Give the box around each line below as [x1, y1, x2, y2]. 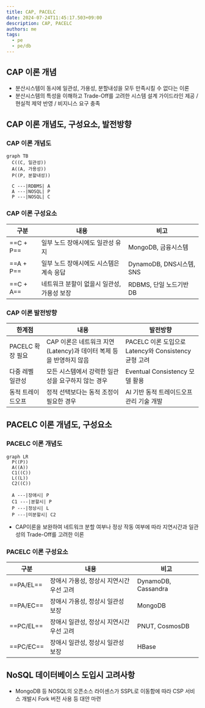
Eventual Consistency [125, 367, 188, 376]
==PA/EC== [9, 601, 44, 610]
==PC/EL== [9, 621, 43, 630]
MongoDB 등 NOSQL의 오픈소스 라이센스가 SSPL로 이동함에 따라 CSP [15, 687, 184, 695]
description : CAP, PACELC [6, 20, 72, 26]
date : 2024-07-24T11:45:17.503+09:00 [6, 15, 103, 21]
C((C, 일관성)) [12, 160, 47, 166]
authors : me [6, 26, 37, 32]
